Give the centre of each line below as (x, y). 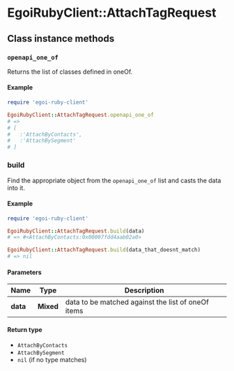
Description (144, 290)
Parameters (24, 272)
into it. (16, 188)
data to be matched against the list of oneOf (137, 302)
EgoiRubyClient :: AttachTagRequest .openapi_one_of (81, 115)
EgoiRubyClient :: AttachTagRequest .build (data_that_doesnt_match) (104, 250)
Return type (25, 329)
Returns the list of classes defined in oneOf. (70, 72)
